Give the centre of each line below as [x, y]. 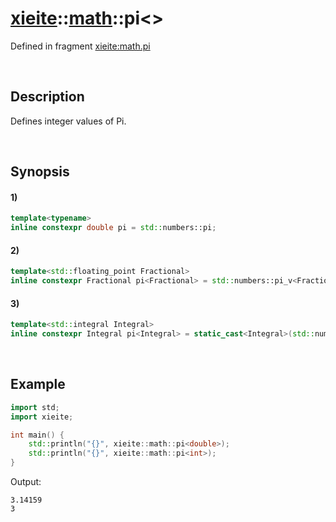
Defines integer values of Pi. [68, 121]
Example [38, 384]
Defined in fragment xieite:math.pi [80, 46]
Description [47, 97]
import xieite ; [42, 417]
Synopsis [40, 172]
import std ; [35, 407]
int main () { [37, 435]
